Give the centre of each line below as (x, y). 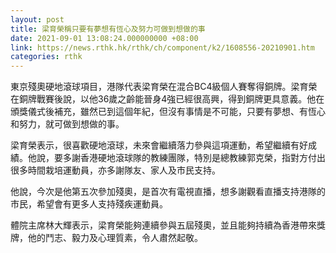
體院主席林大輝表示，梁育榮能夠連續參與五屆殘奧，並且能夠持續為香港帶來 (163, 225)
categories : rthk (46, 57)
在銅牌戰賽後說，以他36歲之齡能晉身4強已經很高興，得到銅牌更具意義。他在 (167, 99)
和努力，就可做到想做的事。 (67, 124)
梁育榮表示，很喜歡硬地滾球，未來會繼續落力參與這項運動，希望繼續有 (155, 145)
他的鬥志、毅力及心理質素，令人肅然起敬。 (115, 238)
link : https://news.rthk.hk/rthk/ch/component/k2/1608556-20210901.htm (162, 47)
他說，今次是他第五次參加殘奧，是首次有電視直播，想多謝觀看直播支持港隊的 (168, 192)
